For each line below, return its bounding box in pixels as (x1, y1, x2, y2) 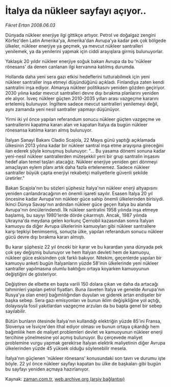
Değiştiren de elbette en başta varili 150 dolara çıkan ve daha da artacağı (5, 281, 158, 287)
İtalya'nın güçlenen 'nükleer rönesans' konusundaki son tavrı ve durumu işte (5, 355, 166, 361)
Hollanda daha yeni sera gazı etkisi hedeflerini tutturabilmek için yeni (5, 73, 150, 79)
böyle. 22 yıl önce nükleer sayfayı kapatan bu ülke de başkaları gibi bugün (5, 360, 161, 367)
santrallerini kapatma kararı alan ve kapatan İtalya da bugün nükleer (5, 121, 148, 127)
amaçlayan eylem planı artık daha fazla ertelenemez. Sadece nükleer (5, 164, 150, 170)
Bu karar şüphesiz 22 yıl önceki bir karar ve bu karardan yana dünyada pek (5, 244, 163, 250)
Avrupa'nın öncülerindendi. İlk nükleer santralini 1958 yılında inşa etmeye (5, 206, 158, 212)
